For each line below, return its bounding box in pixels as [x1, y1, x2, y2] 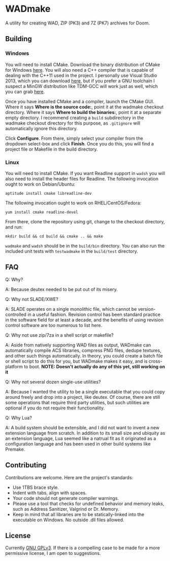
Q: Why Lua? [5, 415, 32, 421]
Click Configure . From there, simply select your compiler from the [5, 135, 143, 141]
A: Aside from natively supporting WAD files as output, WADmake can [5, 342, 151, 348]
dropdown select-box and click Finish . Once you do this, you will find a [5, 140, 154, 146]
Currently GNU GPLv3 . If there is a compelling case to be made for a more [5, 545, 160, 551]
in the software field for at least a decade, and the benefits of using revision [5, 316, 164, 323]
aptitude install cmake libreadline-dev [5, 191, 92, 196]
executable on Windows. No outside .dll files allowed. [12, 517, 124, 523]
